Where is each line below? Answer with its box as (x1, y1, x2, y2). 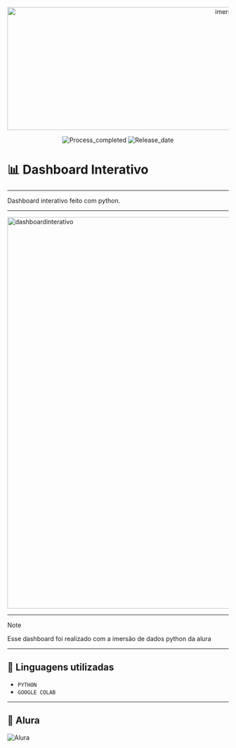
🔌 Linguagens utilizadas (7, 662, 114, 673)
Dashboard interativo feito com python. (7, 196, 121, 205)
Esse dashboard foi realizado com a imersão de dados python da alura (7, 634, 212, 643)
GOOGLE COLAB (17, 689, 56, 696)
